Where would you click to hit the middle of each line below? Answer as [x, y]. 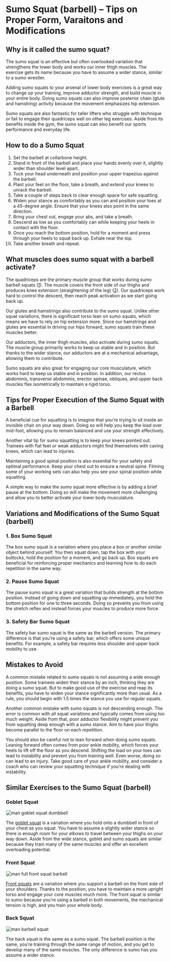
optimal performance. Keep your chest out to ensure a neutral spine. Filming [85, 467]
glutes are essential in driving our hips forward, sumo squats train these [80, 327]
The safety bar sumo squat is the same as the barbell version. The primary [83, 632]
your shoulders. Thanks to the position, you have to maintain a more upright [84, 889]
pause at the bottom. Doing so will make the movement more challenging [82, 492]
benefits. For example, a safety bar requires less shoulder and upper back [82, 644]
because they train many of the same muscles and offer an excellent [77, 844]
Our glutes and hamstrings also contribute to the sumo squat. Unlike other [83, 311]
